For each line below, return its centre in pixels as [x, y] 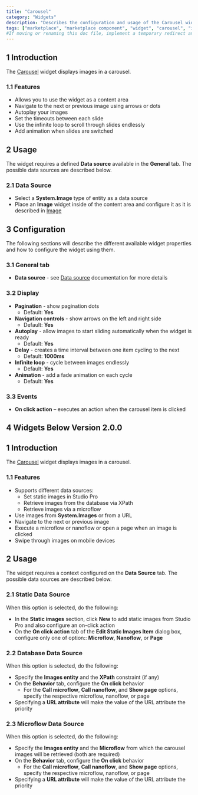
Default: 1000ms [44, 356]
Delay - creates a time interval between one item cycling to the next [97, 350]
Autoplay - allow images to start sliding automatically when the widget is [103, 331]
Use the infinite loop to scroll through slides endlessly [80, 125]
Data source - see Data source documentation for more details [91, 278]
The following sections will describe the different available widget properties [99, 244]
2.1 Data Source [29, 185]
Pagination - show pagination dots [57, 306]
